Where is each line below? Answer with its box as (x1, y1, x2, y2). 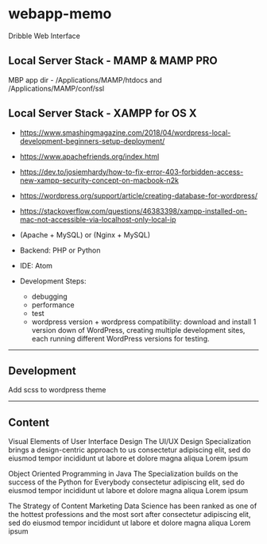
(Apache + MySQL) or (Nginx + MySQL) (19, 230, 151, 239)
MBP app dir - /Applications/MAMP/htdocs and (8, 75, 163, 84)
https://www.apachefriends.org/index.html (19, 152, 160, 161)
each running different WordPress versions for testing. (31, 334, 210, 343)
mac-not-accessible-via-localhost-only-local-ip (19, 214, 176, 224)
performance (31, 299, 75, 310)
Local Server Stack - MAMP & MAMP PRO (8, 54, 219, 68)
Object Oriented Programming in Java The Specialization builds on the (8, 469, 238, 479)
